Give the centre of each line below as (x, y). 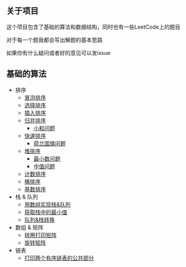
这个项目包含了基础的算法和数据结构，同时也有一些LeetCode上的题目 (94, 27)
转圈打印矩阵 (40, 235)
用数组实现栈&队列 (48, 204)
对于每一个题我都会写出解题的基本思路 (54, 40)
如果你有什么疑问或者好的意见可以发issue (59, 53)
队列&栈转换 (39, 219)
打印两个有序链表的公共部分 (59, 258)
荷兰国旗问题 (49, 143)
